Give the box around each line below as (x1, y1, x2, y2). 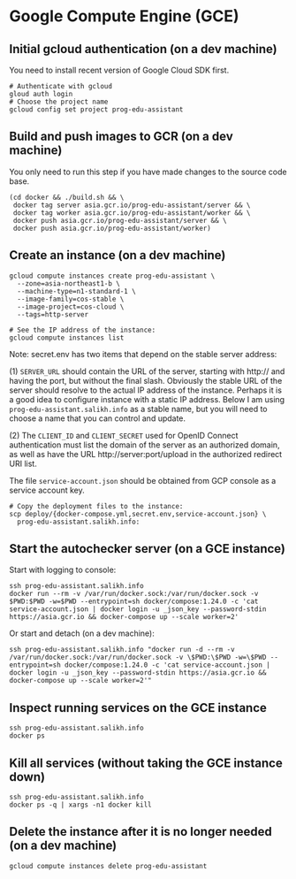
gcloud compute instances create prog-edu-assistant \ (9, 271, 216, 280)
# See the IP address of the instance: (9, 325, 156, 334)
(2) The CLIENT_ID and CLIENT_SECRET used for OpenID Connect (9, 430, 239, 440)
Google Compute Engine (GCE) (9, 6, 240, 27)
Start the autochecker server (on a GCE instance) (9, 541, 285, 556)
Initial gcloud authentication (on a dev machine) (9, 42, 278, 57)
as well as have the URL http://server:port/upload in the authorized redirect (9, 448, 283, 459)
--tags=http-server (17, 310, 89, 319)
